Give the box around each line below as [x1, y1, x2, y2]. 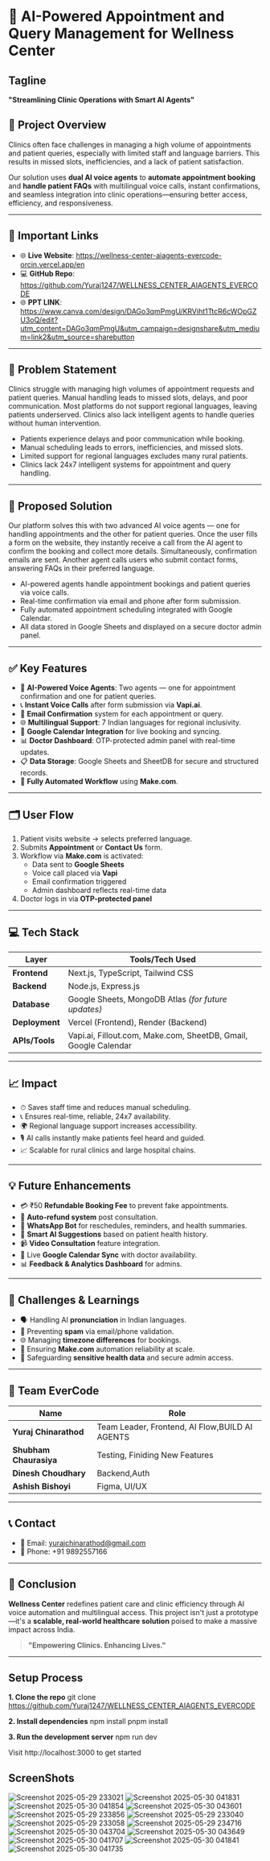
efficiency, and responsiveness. [8, 197, 114, 208]
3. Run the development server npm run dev [8, 1732, 158, 1742]
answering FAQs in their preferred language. [8, 563, 155, 573]
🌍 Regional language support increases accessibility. [19, 1120, 198, 1131]
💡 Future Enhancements [8, 1178, 131, 1192]
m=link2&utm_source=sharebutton [19, 332, 135, 342]
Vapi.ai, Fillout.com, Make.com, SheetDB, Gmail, [67, 1029, 248, 1041]
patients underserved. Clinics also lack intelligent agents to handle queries [8, 410, 255, 420]
